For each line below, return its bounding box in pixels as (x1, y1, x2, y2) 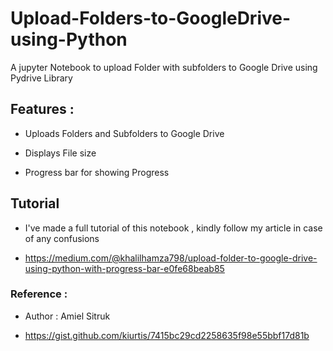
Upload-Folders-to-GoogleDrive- (10, 7, 292, 30)
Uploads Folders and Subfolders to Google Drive (24, 127, 225, 139)
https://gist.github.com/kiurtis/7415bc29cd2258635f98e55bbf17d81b (24, 329, 310, 341)
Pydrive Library (10, 72, 73, 84)
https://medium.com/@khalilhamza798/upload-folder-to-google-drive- (24, 252, 318, 264)
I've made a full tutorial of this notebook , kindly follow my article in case (24, 222, 323, 234)
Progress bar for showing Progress (24, 166, 170, 178)
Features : (10, 101, 75, 118)
